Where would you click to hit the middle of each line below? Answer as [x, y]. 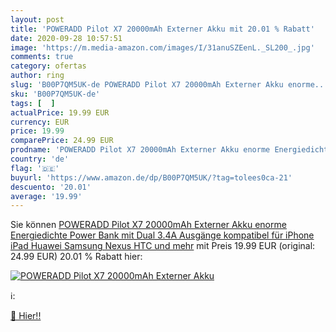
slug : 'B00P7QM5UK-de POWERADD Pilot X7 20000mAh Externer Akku [147, 85]
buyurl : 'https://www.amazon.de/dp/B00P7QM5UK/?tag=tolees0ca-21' [151, 177]
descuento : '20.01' [51, 187]
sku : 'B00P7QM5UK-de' [55, 94]
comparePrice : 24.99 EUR [62, 141]
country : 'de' [40, 159]
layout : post [37, 19]
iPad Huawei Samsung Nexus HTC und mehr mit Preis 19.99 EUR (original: [163, 246]
